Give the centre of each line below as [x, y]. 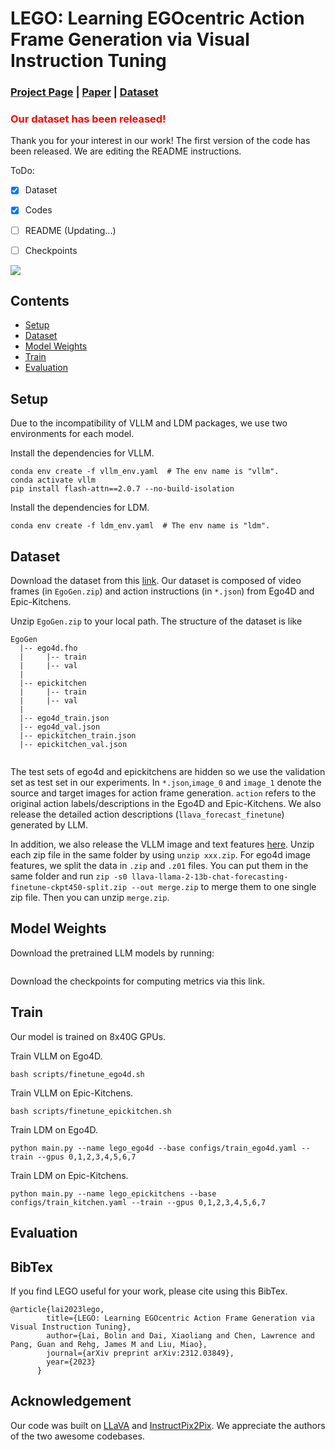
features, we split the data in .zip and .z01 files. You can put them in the [159, 866]
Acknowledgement [71, 1401]
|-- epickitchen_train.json [78, 736]
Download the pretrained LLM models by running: [112, 953]
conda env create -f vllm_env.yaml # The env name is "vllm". [145, 472]
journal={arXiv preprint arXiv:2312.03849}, [140, 1353]
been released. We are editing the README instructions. [126, 151]
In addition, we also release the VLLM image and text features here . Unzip [162, 844]
